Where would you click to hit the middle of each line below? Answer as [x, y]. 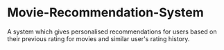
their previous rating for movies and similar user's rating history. [98, 38]
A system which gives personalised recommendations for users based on [112, 32]
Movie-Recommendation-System [106, 13]
